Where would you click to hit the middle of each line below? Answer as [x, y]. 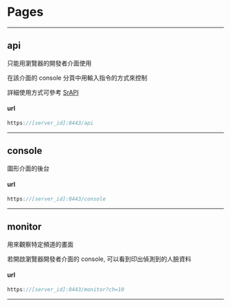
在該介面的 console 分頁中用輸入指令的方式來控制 [77, 78]
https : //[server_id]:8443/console [57, 199]
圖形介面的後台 [28, 168]
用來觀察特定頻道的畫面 [40, 244]
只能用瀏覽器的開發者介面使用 [49, 63]
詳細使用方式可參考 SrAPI [43, 92]
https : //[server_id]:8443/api [51, 123]
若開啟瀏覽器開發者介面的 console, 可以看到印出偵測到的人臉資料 [99, 259]
